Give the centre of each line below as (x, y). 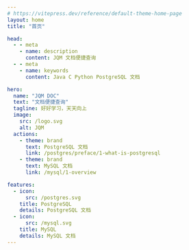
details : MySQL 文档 (48, 236)
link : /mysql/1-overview (61, 172)
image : (23, 115)
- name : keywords (44, 70)
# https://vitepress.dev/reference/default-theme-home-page (95, 13)
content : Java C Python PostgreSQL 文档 (83, 77)
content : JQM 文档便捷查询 (61, 58)
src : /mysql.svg (48, 223)
